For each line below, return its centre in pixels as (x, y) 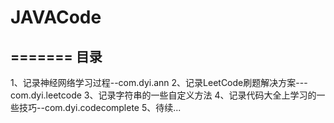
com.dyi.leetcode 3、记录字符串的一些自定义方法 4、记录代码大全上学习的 (163, 95)
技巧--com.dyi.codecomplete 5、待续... (100, 107)
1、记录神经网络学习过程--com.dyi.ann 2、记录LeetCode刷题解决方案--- (159, 82)
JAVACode (56, 17)
